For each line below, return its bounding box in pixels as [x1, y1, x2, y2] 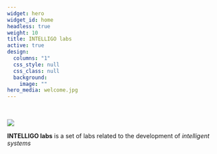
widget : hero [7, 10, 45, 17]
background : [13, 74, 48, 81]
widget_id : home [7, 16, 54, 23]
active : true [7, 42, 45, 49]
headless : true [7, 23, 51, 30]
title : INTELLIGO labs [7, 36, 72, 43]
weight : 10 [7, 29, 38, 36]
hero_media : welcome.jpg [7, 87, 78, 93]
